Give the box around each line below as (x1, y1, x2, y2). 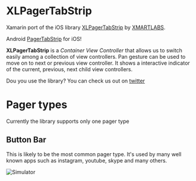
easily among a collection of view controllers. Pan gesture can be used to (6, 53, 186, 60)
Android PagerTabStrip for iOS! (6, 35, 82, 42)
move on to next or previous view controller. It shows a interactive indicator (6, 59, 190, 66)
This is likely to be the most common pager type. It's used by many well (6, 150, 182, 158)
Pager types (6, 98, 68, 112)
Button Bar (6, 135, 46, 145)
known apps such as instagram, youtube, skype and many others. (6, 157, 167, 164)
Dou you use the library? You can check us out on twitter (6, 77, 146, 84)
